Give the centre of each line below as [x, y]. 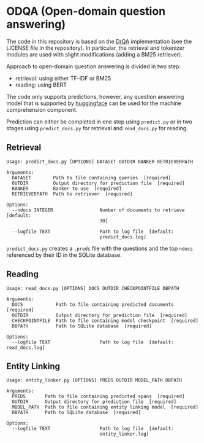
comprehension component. [42, 109]
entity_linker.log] [124, 434]
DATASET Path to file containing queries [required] [92, 178]
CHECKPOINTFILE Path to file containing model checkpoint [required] [105, 321]
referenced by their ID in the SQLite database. [64, 255]
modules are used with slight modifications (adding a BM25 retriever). [94, 54]
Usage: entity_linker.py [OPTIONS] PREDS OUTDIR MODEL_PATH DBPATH [94, 380]
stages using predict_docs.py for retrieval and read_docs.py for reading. [97, 128]
